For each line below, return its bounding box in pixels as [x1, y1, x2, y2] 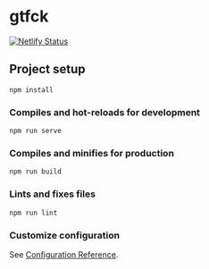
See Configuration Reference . [9, 248, 119, 260]
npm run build [9, 167, 63, 176]
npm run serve [9, 127, 63, 136]
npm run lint [9, 208, 58, 217]
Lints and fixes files [9, 188, 96, 200]
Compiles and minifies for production [9, 147, 174, 159]
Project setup [9, 62, 87, 77]
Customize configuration [9, 229, 121, 241]
